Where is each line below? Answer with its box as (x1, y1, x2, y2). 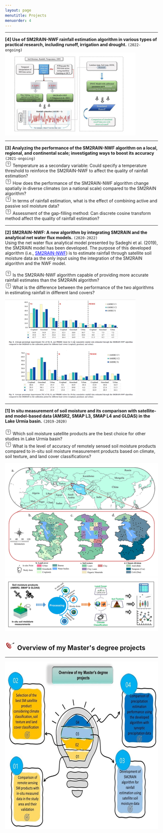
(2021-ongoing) (5, 156, 36, 161)
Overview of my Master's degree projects (16, 644, 146, 652)
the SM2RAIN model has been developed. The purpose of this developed (5, 245, 151, 251)
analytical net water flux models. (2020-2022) (5, 235, 98, 241)
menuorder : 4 (5, 18, 32, 23)
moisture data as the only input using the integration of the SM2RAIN (5, 255, 143, 261)
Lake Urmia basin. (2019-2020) (5, 418, 67, 424)
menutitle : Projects (5, 13, 47, 18)
